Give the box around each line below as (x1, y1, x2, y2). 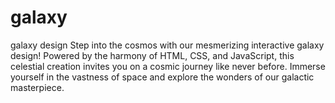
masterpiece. (10, 81, 65, 93)
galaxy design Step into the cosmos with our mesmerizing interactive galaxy (10, 39, 325, 51)
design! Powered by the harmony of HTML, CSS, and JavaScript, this (10, 49, 295, 61)
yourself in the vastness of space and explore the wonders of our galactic (10, 71, 315, 83)
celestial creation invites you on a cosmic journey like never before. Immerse (10, 60, 326, 72)
